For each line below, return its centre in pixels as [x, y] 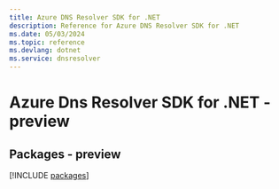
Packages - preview [65, 154]
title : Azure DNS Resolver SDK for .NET [85, 17]
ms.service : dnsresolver [55, 59]
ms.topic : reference [47, 42]
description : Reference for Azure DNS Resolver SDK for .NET [124, 26]
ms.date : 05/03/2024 [47, 34]
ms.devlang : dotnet [45, 51]
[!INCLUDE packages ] [49, 175]
